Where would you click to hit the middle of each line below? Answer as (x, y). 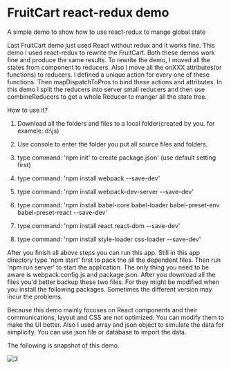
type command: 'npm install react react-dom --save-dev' (99, 225)
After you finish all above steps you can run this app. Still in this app (104, 252)
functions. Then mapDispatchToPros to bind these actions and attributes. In (115, 82)
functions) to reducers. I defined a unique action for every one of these (108, 75)
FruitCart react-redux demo (88, 13)
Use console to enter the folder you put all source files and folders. (112, 144)
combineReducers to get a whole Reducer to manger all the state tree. (107, 96)
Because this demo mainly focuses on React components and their (102, 310)
